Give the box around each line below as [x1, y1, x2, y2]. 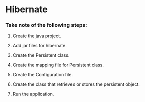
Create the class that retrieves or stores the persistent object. [12, 81, 140, 87]
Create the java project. [12, 33, 61, 39]
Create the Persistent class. [12, 52, 70, 58]
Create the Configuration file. [12, 72, 73, 78]
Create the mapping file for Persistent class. [12, 62, 104, 68]
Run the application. [12, 91, 54, 97]
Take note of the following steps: [5, 22, 87, 29]
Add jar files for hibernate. [12, 43, 67, 49]
